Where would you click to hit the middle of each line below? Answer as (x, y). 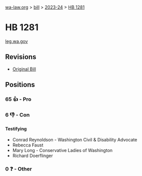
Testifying (16, 128)
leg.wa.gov (17, 41)
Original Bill (24, 69)
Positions (20, 85)
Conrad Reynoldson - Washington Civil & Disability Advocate (75, 140)
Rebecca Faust (28, 145)
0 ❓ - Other (19, 169)
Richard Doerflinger (33, 156)
